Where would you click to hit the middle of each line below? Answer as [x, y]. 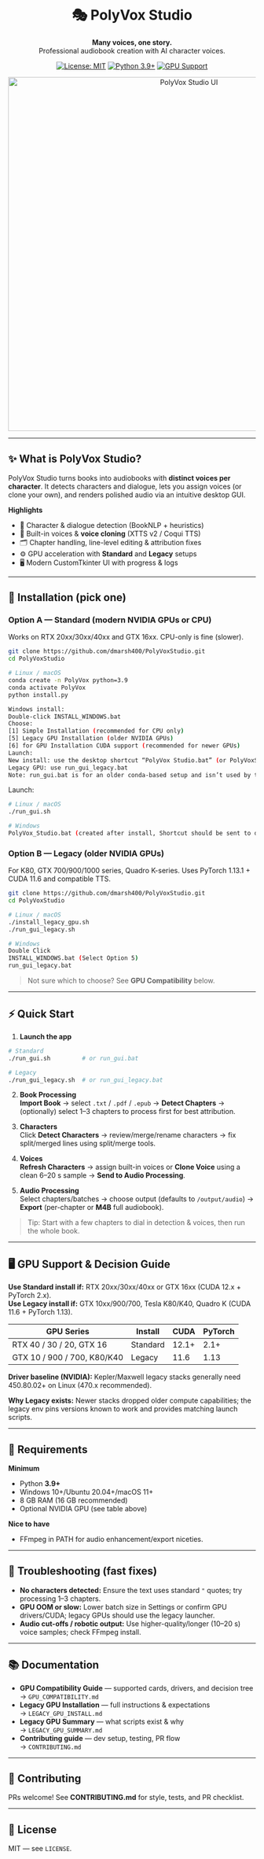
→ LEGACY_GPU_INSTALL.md [61, 1713]
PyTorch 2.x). [30, 1296]
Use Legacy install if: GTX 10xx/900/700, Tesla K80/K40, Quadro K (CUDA [130, 1304]
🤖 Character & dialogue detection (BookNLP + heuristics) [112, 525]
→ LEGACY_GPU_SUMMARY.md [61, 1730]
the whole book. [53, 1231]
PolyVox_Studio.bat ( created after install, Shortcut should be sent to [130, 834]
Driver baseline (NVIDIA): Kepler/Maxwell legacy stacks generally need [125, 1377]
